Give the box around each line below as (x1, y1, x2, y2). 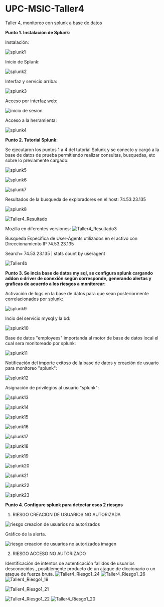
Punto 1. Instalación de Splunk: (5, 29, 71, 35)
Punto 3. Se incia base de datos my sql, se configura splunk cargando (5, 270, 153, 276)
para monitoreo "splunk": (5, 365, 57, 371)
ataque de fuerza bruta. (5, 571, 54, 577)
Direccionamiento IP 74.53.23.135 (5, 240, 74, 247)
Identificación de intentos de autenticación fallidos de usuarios (5, 560, 135, 566)
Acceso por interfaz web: (5, 98, 58, 104)
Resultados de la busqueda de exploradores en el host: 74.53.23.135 (5, 196, 146, 202)
